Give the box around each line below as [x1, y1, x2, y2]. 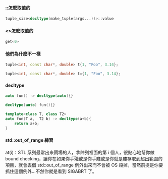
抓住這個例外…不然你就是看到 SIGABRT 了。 [5, 168, 97, 174]
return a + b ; [14, 121, 39, 126]
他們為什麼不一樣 [5, 50, 41, 56]
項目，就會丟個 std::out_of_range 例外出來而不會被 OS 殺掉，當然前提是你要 [5, 162, 163, 168]
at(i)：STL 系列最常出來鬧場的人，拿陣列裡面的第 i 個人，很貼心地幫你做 [5, 149, 155, 155]
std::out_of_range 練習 [5, 137, 54, 143]
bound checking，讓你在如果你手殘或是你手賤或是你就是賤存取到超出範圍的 [5, 155, 163, 161]
